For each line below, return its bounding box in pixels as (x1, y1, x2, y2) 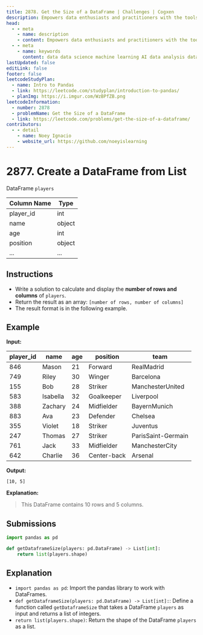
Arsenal (132, 451, 154, 460)
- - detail (11, 127, 39, 133)
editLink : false (6, 65, 47, 71)
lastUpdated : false (6, 59, 56, 65)
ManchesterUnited (132, 382, 185, 391)
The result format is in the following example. (14, 304, 128, 312)
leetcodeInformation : (6, 99, 61, 105)
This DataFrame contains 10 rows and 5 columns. (21, 501, 144, 508)
